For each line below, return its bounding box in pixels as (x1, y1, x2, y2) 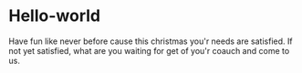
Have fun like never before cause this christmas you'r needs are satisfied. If (8, 36, 293, 47)
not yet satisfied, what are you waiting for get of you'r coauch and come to (8, 45, 290, 56)
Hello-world (8, 5, 101, 26)
